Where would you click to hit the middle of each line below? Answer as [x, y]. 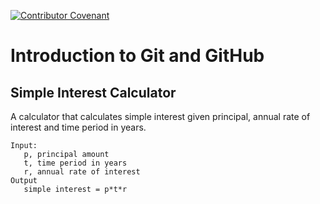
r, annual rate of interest [82, 172]
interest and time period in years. [78, 127]
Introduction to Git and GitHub [137, 56]
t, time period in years [75, 163]
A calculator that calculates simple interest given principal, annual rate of [160, 116]
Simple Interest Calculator [93, 92]
